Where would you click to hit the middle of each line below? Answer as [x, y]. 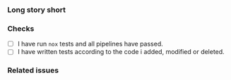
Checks [21, 28]
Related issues [33, 70]
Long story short [36, 10]
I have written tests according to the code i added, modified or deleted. [121, 52]
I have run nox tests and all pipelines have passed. [90, 44]
